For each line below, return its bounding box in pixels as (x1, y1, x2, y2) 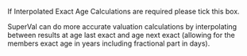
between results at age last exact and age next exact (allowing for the (7, 31, 235, 39)
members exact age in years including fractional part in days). (7, 39, 210, 48)
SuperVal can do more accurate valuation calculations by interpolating (7, 22, 237, 31)
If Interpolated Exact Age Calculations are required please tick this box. (7, 7, 240, 16)
